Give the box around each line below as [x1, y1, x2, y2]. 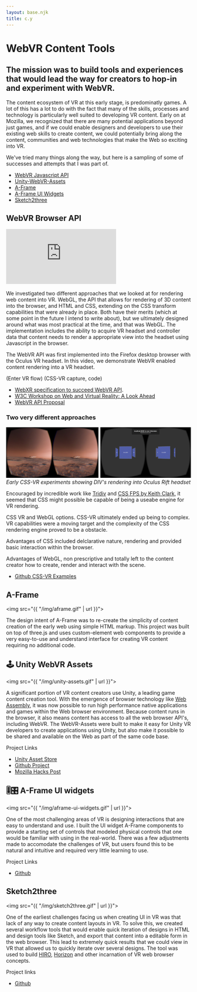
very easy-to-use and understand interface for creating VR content [6, 636, 168, 643]
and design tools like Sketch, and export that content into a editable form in [6, 932, 188, 939]
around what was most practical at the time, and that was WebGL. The [6, 321, 176, 328]
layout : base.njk [6, 9, 49, 15]
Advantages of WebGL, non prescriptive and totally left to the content [6, 555, 174, 562]
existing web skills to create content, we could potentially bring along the [6, 130, 182, 137]
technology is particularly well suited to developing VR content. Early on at [6, 111, 186, 118]
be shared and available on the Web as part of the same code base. [6, 733, 169, 740]
